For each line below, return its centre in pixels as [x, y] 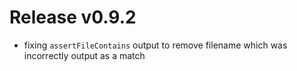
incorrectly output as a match [84, 55]
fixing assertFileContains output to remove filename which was [155, 45]
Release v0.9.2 [73, 17]
